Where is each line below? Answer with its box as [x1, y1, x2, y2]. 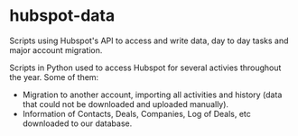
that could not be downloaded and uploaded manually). [22, 98, 228, 109]
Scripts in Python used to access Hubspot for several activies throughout [9, 62, 282, 73]
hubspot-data [9, 5, 116, 26]
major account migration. [9, 44, 103, 55]
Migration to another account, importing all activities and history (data [22, 89, 283, 100]
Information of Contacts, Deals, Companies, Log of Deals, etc [22, 108, 251, 119]
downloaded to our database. [22, 118, 133, 129]
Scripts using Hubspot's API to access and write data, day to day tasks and [9, 35, 289, 46]
